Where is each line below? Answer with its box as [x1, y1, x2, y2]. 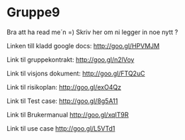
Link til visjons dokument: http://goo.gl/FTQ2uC [6, 69, 145, 77]
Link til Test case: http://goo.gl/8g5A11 [6, 97, 118, 105]
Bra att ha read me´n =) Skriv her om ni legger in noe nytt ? [6, 28, 179, 36]
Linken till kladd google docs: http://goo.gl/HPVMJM [6, 41, 160, 50]
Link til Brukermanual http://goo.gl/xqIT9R [6, 110, 129, 119]
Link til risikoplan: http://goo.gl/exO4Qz [6, 82, 122, 91]
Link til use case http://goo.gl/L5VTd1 [6, 124, 116, 132]
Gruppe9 [6, 4, 61, 21]
